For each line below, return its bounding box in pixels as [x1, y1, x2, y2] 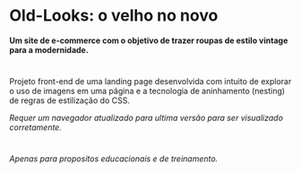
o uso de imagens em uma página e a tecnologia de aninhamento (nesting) [9, 86, 285, 97]
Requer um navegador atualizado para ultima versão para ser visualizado [9, 113, 284, 124]
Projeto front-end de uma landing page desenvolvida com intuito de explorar [9, 76, 292, 87]
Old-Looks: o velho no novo [9, 5, 219, 26]
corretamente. [9, 122, 63, 133]
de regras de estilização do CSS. [9, 95, 130, 106]
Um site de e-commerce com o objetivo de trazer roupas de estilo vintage [9, 35, 288, 46]
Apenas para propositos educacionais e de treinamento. [9, 153, 219, 164]
